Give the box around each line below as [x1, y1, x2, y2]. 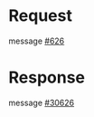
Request [8, 5, 73, 26]
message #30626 [8, 97, 75, 108]
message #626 [8, 35, 65, 46]
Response [8, 67, 86, 88]
